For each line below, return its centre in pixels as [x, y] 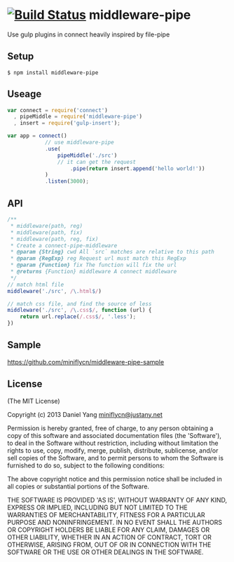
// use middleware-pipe [79, 143]
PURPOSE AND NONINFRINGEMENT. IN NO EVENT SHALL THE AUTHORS [115, 522]
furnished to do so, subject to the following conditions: [86, 465]
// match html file [36, 285]
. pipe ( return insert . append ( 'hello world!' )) [137, 168]
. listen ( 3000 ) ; [67, 181]
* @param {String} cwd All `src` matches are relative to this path [112, 252]
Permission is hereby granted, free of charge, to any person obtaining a [110, 428]
